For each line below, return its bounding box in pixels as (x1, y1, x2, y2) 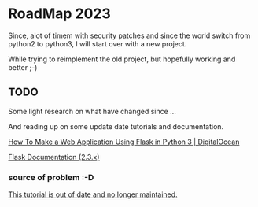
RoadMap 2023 (8, 5, 112, 23)
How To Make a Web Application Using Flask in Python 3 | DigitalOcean (8, 137, 240, 146)
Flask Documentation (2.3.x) (8, 152, 100, 161)
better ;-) (8, 62, 38, 72)
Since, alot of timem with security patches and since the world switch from (8, 31, 251, 40)
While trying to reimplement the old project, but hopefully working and (8, 54, 236, 64)
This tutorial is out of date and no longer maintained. (8, 190, 179, 199)
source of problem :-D (8, 172, 94, 183)
